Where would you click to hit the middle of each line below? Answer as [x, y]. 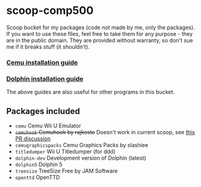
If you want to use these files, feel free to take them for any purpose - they [100, 33]
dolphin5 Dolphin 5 [39, 164]
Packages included [43, 111]
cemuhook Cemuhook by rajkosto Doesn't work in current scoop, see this [105, 132]
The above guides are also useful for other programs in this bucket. [90, 92]
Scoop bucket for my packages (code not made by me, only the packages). [101, 27]
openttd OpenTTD [37, 177]
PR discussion [33, 138]
